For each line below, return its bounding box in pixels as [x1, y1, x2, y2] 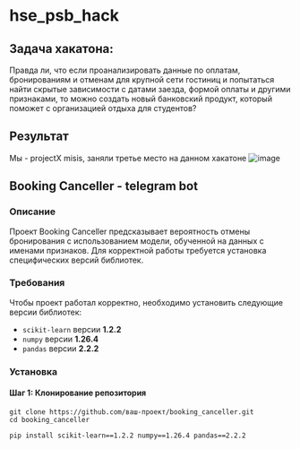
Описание [9, 205, 56, 218]
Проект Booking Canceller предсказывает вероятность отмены [9, 226, 251, 237]
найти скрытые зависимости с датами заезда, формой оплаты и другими [9, 84, 291, 94]
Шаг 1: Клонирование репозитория [9, 387, 147, 399]
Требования [9, 277, 65, 289]
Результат [9, 129, 70, 144]
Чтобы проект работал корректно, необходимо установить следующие [9, 297, 284, 307]
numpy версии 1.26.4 [21, 333, 99, 344]
